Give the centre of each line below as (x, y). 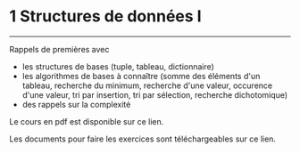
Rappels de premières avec (59, 49)
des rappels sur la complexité (76, 104)
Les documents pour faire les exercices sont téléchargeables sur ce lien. (143, 139)
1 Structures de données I (106, 16)
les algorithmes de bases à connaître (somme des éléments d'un (141, 76)
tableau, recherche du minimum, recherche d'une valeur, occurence (147, 85)
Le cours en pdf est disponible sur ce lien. (87, 121)
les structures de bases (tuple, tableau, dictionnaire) (118, 66)
